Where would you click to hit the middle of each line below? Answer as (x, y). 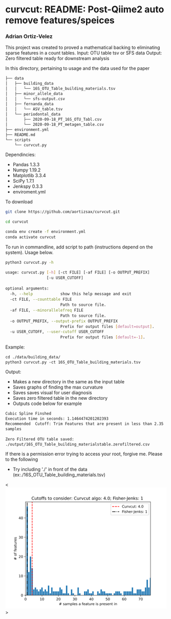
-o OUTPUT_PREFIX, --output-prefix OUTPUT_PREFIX (64, 321)
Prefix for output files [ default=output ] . (107, 326)
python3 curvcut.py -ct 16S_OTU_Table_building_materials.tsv (73, 362)
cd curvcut (17, 222)
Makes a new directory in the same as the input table (68, 382)
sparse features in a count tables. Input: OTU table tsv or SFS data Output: (84, 53)
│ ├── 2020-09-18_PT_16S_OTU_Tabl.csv (54, 120)
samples (14, 429)
